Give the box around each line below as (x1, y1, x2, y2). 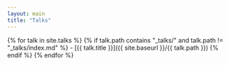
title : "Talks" (7, 17, 52, 24)
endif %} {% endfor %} (7, 50, 74, 59)
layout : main (7, 10, 45, 17)
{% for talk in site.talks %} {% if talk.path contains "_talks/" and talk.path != (7, 36, 223, 44)
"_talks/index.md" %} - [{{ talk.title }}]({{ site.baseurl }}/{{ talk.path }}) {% (7, 43, 219, 52)
